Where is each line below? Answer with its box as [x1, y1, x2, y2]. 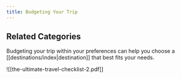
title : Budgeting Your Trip [6, 9, 78, 15]
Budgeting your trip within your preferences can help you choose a [6, 47, 175, 55]
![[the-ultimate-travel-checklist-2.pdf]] [6, 66, 104, 73]
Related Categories [6, 32, 81, 42]
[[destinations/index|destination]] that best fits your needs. [6, 54, 155, 61]
